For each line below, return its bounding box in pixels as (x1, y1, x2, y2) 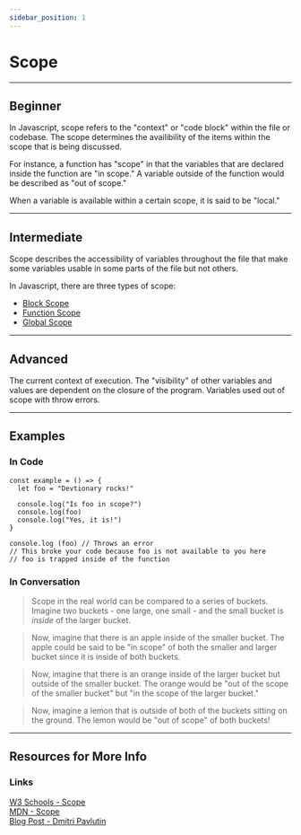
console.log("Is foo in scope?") (17, 499, 142, 508)
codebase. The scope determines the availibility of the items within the (9, 132, 271, 143)
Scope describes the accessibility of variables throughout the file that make (9, 253, 288, 265)
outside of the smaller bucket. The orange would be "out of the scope (30, 678, 289, 689)
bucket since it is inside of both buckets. (30, 651, 181, 662)
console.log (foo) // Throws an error (9, 539, 154, 548)
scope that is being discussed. (9, 141, 123, 153)
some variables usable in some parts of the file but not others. (9, 263, 239, 274)
